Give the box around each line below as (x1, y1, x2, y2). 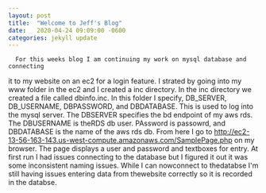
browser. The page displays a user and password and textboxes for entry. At (8, 144, 258, 153)
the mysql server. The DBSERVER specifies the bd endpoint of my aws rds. (8, 110, 253, 120)
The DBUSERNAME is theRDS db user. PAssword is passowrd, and (8, 118, 226, 128)
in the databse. (8, 178, 57, 187)
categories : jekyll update (8, 33, 98, 42)
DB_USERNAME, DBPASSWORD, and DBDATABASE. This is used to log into (8, 102, 254, 111)
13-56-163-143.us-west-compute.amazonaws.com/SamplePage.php (8, 136, 233, 145)
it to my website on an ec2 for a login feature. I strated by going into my (8, 76, 242, 86)
